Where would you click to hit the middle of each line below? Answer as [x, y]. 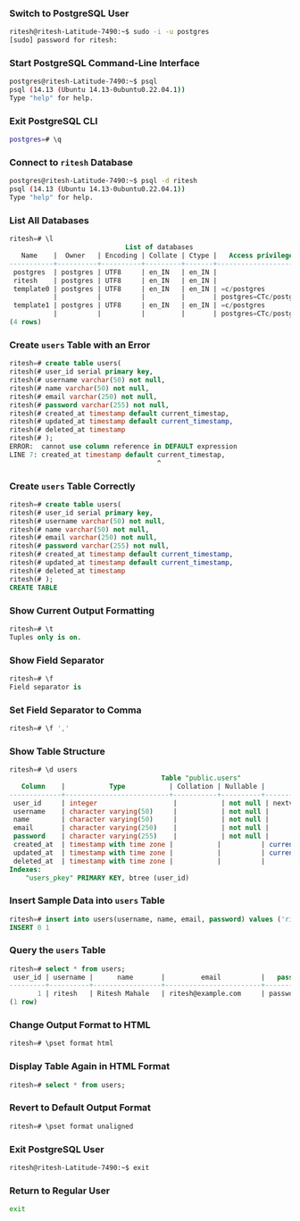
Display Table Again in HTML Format [90, 1066]
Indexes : [25, 869]
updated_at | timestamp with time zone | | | [139, 853]
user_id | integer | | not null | [141, 803]
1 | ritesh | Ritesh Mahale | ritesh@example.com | [151, 994]
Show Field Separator [57, 660]
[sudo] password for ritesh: [63, 40]
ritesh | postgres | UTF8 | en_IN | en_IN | [115, 280]
